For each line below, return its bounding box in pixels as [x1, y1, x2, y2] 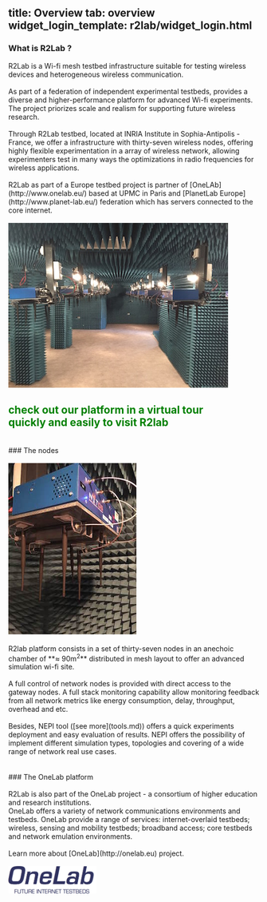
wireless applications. [8, 163, 80, 173]
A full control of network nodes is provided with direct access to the [8, 679, 231, 689]
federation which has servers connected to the [99, 197, 253, 206]
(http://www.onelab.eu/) [8, 188, 88, 198]
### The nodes [8, 445, 59, 455]
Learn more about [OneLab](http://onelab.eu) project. [8, 848, 185, 858]
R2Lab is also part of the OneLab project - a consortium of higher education [8, 789, 257, 799]
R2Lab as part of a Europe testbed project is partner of [8, 180, 189, 189]
